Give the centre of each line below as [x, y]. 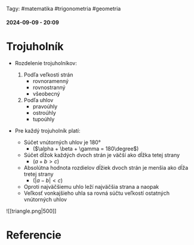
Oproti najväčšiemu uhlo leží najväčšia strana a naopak [91, 186]
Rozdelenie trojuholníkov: [46, 63]
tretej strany [39, 174]
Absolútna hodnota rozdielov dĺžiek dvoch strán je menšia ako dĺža [106, 167]
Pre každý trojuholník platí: [47, 130]
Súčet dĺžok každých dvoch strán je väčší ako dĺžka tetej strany [102, 155]
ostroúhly [44, 112]
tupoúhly [44, 119]
